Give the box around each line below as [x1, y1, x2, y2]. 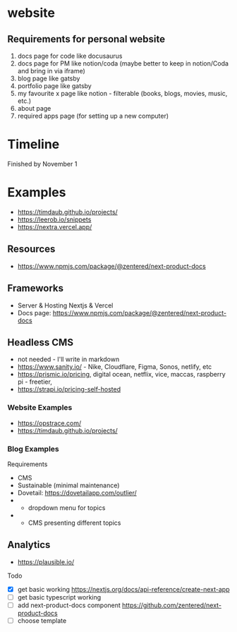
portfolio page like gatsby [17, 82, 92, 90]
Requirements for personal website [7, 33, 166, 45]
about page [17, 104, 51, 112]
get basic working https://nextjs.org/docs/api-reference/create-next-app [17, 585, 230, 593]
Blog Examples [7, 444, 59, 454]
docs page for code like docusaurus [17, 51, 123, 60]
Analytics [7, 539, 51, 551]
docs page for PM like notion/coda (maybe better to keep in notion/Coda [17, 59, 229, 68]
